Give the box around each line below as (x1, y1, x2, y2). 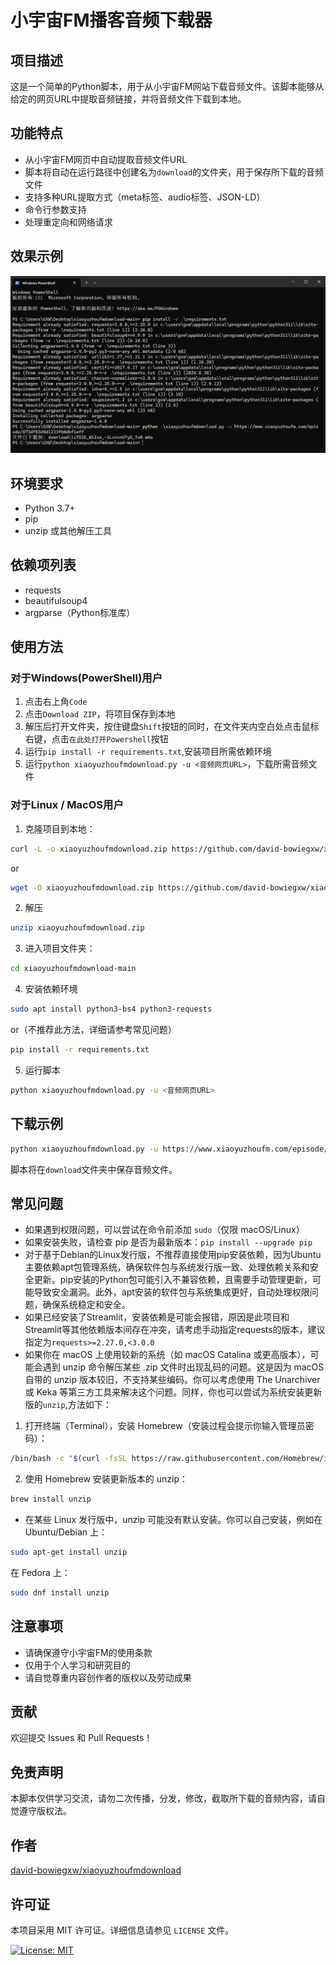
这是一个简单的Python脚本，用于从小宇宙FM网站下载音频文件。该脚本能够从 (10, 81, 325, 92)
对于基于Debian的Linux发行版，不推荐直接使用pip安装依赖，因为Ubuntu (24, 1249, 322, 1261)
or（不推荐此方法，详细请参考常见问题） (10, 1024, 177, 1036)
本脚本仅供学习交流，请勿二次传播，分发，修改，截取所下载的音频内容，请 (10, 1792, 317, 1805)
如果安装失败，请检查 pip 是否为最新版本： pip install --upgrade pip (24, 1236, 313, 1248)
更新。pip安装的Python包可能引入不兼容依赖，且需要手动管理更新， (33, 1274, 313, 1286)
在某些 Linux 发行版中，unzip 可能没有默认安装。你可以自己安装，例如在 (24, 1514, 323, 1526)
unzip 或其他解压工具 (24, 524, 112, 536)
